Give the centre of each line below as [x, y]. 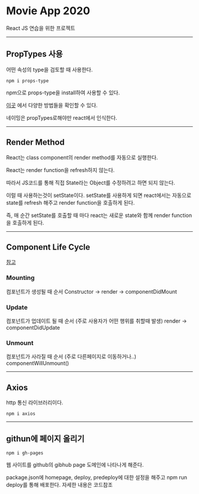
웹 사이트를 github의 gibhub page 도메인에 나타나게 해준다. [75, 464]
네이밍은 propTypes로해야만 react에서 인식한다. [62, 117]
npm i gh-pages [25, 453]
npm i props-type [28, 81]
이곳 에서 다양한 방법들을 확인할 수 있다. [52, 105]
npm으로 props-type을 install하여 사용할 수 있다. [63, 93]
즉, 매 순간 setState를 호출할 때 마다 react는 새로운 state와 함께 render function [99, 215]
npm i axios [21, 414]
